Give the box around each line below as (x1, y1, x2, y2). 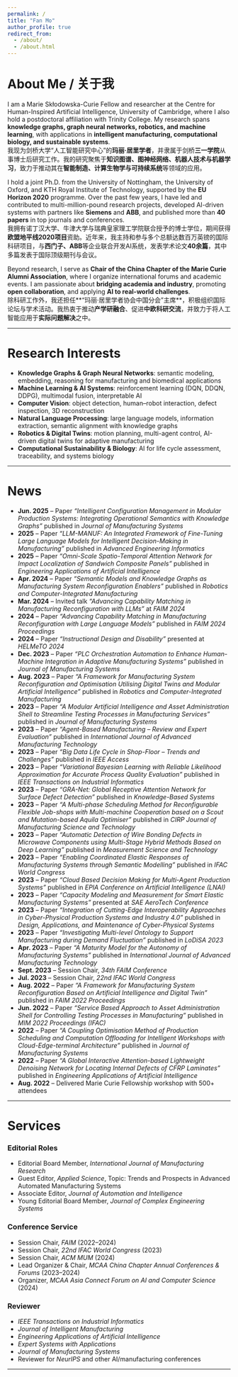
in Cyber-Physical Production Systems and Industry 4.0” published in (17, 913, 221, 921)
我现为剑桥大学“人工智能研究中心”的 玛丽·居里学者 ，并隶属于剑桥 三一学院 (7, 146, 220, 154)
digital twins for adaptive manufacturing (38, 437, 154, 445)
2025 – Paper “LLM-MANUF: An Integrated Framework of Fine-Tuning (17, 529, 223, 537)
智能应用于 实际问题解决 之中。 (7, 313, 94, 322)
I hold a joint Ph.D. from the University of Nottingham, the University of (7, 178, 214, 186)
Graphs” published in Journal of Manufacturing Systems (17, 522, 183, 530)
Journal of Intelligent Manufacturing (17, 1325, 124, 1333)
